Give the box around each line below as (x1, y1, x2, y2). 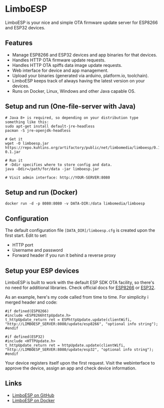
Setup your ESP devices (5, 266, 80, 275)
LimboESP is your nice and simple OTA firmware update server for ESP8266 (5, 20, 158, 25)
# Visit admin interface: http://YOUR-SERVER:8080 (5, 175, 110, 180)
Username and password (12, 247, 63, 253)
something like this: (5, 120, 49, 124)
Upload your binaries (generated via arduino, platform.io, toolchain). (12, 72, 149, 79)
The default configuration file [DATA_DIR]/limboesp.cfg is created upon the (5, 227, 155, 233)
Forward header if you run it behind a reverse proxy (12, 252, 116, 258)
